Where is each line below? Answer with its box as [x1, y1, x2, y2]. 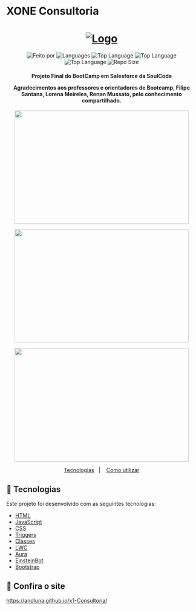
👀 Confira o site [6, 581, 65, 591]
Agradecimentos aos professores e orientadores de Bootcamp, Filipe [13, 84, 191, 91]
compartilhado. [81, 97, 122, 104]
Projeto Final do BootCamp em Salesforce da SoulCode [31, 72, 172, 79]
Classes [15, 537, 35, 545]
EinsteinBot [15, 557, 44, 564]
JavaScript [15, 519, 42, 526]
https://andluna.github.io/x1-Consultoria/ [6, 597, 108, 604]
